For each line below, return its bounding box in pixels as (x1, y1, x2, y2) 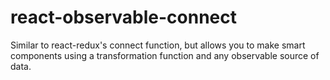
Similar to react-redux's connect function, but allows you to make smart (10, 39, 306, 51)
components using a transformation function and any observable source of (10, 49, 320, 61)
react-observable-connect (10, 6, 238, 29)
